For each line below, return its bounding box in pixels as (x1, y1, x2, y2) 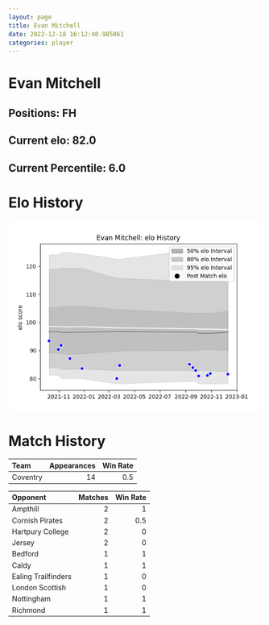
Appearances (49, 460, 96, 470)
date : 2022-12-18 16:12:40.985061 (8, 30, 125, 38)
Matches (78, 493, 109, 502)
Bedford (11, 549, 39, 559)
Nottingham (11, 594, 51, 604)
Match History (8, 431, 106, 450)
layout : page (8, 13, 52, 21)
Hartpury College (11, 527, 69, 536)
